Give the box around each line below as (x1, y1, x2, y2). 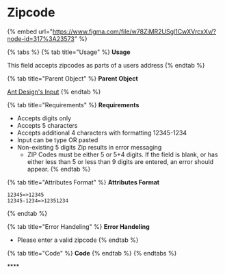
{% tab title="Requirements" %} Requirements (7, 100, 140, 109)
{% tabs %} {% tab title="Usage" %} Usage (7, 48, 131, 56)
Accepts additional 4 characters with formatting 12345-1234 (16, 128, 187, 137)
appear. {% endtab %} (27, 165, 91, 173)
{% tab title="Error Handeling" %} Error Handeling (7, 222, 150, 230)
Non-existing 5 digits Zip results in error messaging (16, 143, 162, 151)
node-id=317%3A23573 (7, 34, 75, 42)
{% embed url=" (7, 27, 53, 36)
